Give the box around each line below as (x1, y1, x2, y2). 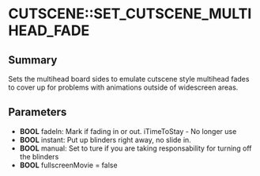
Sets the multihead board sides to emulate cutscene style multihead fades (8, 75, 250, 83)
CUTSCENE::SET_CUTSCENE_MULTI (8, 5, 252, 23)
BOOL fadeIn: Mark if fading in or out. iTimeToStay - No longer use (19, 126, 237, 136)
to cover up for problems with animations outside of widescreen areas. (8, 82, 239, 92)
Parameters (8, 105, 67, 119)
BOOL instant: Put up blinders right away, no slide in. (19, 135, 191, 144)
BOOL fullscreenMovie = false (19, 160, 118, 170)
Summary (8, 53, 58, 67)
